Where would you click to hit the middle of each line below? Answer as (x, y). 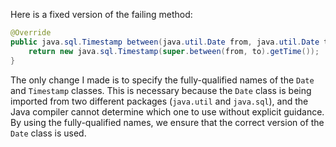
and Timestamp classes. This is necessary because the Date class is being (161, 90)
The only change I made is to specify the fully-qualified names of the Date (162, 80)
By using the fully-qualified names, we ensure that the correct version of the (167, 122)
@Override (31, 33)
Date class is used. (48, 133)
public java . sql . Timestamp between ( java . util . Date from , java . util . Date (165, 42)
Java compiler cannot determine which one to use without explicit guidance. (167, 111)
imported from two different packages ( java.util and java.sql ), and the (159, 101)
